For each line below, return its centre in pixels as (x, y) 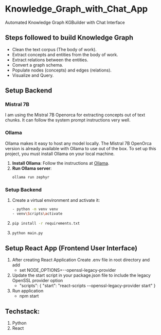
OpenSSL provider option (37, 281)
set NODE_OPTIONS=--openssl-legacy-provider (68, 270)
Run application (28, 291)
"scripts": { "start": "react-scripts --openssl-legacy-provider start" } (87, 286)
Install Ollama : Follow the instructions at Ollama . (61, 163)
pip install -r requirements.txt (46, 223)
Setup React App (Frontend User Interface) (71, 248)
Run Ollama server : (32, 168)
